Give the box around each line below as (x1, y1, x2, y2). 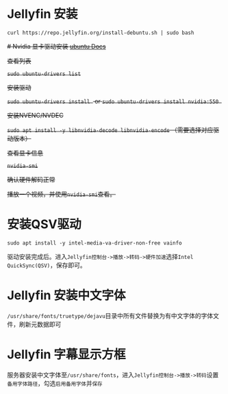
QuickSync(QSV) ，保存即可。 (7, 261, 87, 269)
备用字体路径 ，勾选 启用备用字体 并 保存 (7, 379, 103, 387)
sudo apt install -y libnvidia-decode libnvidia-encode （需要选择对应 (7, 125, 214, 134)
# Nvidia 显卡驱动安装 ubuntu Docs (7, 42, 106, 50)
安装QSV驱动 (7, 217, 81, 232)
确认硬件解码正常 (7, 175, 55, 184)
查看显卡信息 (7, 149, 43, 157)
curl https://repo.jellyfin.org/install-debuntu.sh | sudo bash (7, 29, 194, 36)
